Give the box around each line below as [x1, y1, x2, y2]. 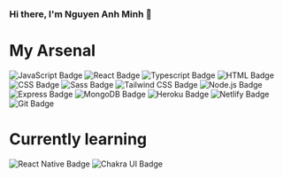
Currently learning [9, 129, 148, 150]
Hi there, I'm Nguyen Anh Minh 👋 [9, 8, 152, 20]
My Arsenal [9, 41, 96, 61]
